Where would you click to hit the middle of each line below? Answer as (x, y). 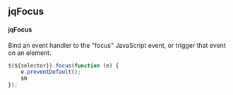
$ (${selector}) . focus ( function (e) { (64, 65)
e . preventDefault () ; (51, 72)
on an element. (30, 53)
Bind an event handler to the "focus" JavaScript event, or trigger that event (117, 45)
